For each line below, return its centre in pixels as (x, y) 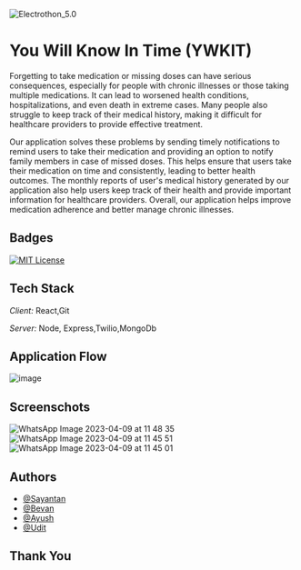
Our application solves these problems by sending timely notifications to (145, 142)
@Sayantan (44, 499)
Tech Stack (42, 289)
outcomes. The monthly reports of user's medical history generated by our (149, 180)
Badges (31, 238)
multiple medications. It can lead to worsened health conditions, (129, 95)
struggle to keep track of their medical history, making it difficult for (135, 115)
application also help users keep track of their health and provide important (150, 190)
